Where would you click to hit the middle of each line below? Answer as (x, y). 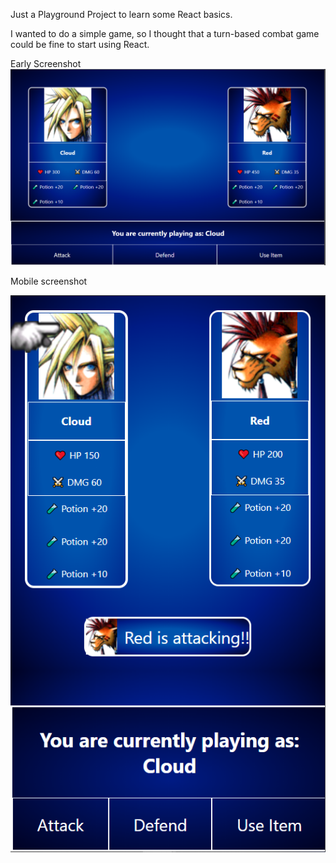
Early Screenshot (46, 63)
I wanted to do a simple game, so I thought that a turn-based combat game (165, 33)
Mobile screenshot (49, 281)
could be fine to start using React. (80, 44)
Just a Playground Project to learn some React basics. (121, 14)
